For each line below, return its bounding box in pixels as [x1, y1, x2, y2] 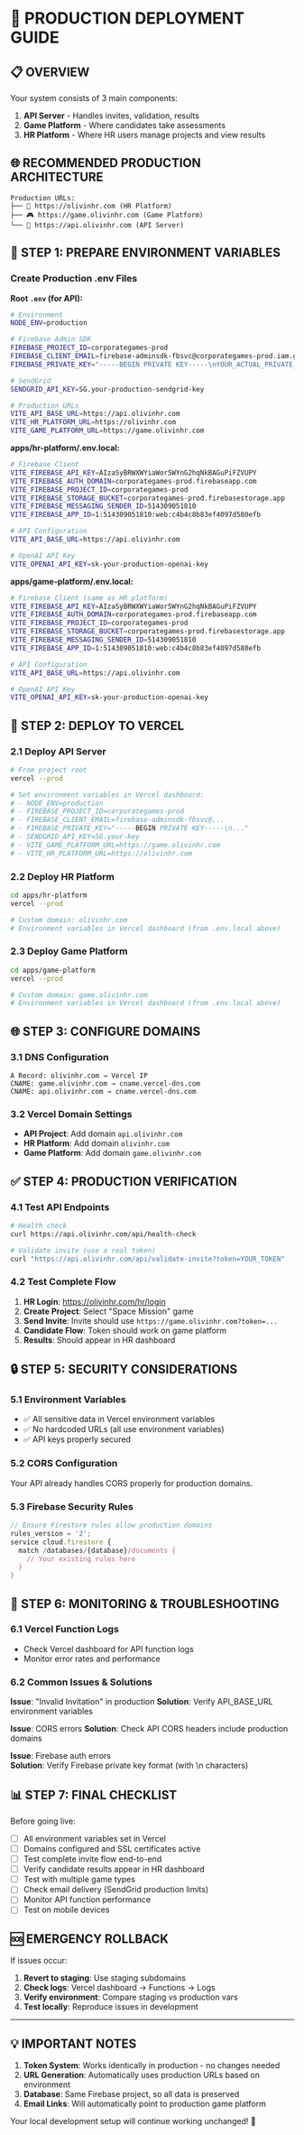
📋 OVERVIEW [10, 64, 90, 79]
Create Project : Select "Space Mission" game [23, 1306, 194, 1317]
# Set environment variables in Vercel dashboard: [10, 790, 205, 799]
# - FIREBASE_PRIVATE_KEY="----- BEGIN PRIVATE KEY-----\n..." [10, 824, 249, 833]
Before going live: [10, 1816, 76, 1826]
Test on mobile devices [23, 1904, 110, 1916]
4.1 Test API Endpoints [10, 1200, 110, 1213]
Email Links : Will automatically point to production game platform [23, 2098, 267, 2110]
